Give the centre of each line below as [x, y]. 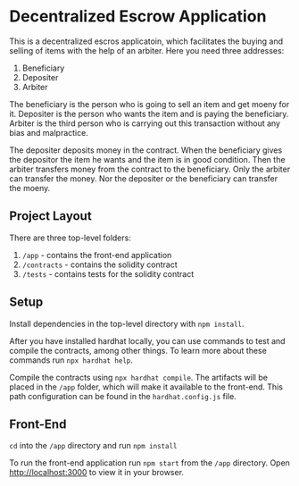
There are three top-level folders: [70, 238]
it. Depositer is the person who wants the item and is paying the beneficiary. [149, 113]
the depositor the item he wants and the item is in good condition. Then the [147, 159]
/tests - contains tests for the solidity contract [108, 273]
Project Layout [50, 216]
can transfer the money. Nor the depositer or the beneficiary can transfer [144, 178]
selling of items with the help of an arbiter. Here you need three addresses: [147, 50]
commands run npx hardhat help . [71, 360]
